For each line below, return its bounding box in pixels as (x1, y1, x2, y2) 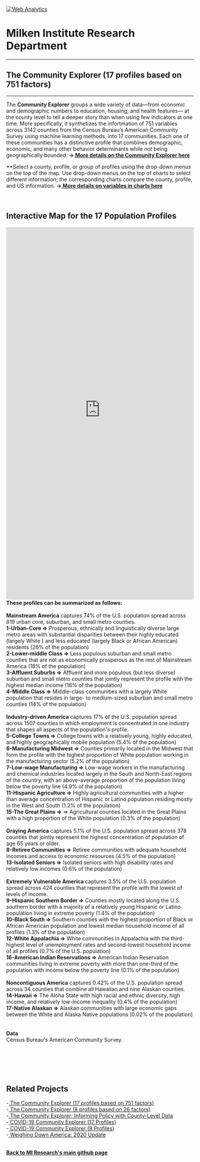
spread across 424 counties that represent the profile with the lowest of (6, 884, 183, 891)
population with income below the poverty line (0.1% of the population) (6, 966, 180, 974)
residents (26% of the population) (6, 644, 89, 651)
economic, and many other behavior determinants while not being (6, 145, 168, 152)
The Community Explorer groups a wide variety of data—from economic (6, 101, 186, 108)
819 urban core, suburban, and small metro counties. (6, 618, 136, 625)
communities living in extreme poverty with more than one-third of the (6, 960, 179, 967)
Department (6, 39, 67, 53)
